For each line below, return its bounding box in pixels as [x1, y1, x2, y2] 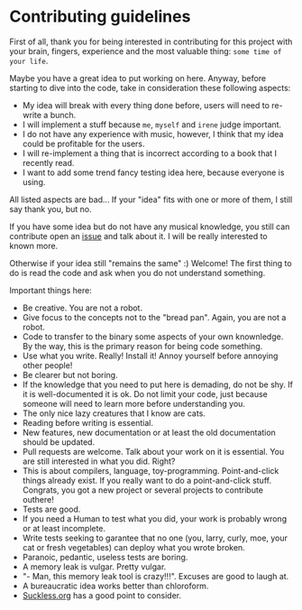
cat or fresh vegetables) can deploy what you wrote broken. [22, 541, 245, 552]
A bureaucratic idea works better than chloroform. [22, 580, 209, 591]
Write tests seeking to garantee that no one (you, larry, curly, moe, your [22, 532, 288, 543]
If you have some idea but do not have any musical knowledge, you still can [9, 221, 290, 232]
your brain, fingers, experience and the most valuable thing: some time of [9, 45, 282, 56]
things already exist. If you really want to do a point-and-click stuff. [22, 475, 272, 485]
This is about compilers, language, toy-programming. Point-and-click [22, 465, 279, 476]
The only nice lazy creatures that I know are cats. [22, 408, 206, 419]
